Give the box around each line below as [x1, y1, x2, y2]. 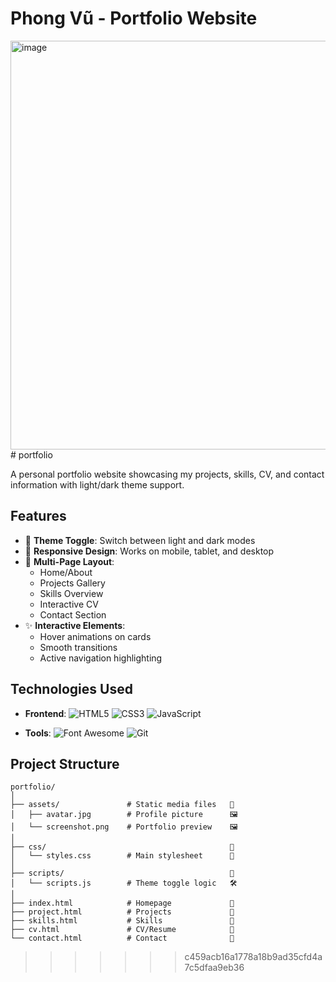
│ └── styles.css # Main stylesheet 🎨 [10, 851, 235, 861]
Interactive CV [39, 598, 99, 610]
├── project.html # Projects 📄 [10, 907, 235, 917]
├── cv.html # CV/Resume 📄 [10, 925, 235, 935]
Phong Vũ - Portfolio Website [10, 7, 258, 30]
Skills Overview [39, 587, 104, 599]
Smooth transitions [39, 641, 118, 653]
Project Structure [10, 755, 120, 772]
